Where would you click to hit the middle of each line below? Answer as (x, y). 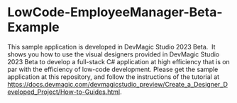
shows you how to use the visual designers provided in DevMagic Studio (114, 54)
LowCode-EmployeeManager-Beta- (115, 12)
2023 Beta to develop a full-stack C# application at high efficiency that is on (119, 61)
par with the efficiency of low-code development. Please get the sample (113, 69)
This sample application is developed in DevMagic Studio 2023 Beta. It (111, 47)
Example (33, 27)
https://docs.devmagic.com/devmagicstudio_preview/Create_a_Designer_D (118, 84)
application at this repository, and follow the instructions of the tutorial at (114, 77)
